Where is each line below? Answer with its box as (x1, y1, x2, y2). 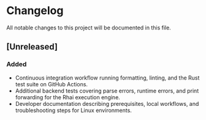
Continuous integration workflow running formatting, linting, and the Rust (15, 74, 200, 81)
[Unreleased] (6, 42, 58, 52)
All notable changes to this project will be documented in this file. (6, 24, 172, 31)
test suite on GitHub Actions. (15, 80, 88, 88)
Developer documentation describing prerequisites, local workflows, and (15, 100, 199, 107)
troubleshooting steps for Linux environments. (15, 107, 132, 114)
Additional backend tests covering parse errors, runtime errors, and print (15, 87, 199, 94)
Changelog (6, 4, 64, 18)
